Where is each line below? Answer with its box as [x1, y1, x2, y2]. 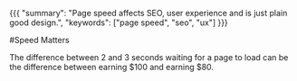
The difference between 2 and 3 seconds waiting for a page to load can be [9, 52, 289, 62]
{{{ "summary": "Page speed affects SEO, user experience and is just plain [9, 8, 288, 18]
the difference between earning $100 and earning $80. [9, 62, 215, 72]
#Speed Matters [9, 35, 70, 45]
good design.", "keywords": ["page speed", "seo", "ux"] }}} [9, 17, 228, 28]
